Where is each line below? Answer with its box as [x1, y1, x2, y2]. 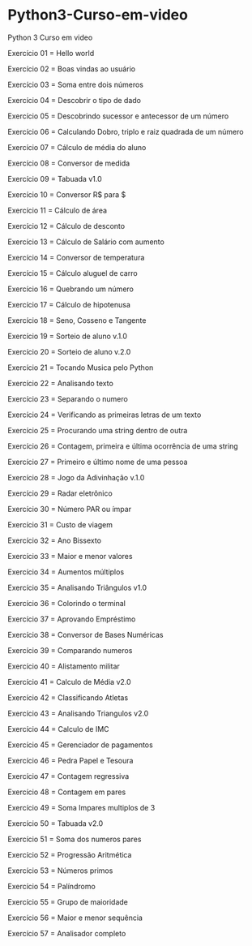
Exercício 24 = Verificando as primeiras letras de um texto [7, 410, 202, 419]
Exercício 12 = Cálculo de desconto [7, 221, 126, 230]
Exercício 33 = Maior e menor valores [7, 551, 133, 561]
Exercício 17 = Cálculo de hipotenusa [7, 299, 130, 309]
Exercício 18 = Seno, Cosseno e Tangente [7, 315, 147, 325]
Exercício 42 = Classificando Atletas [7, 692, 129, 703]
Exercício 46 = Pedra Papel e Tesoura [7, 755, 134, 765]
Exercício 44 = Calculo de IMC [7, 724, 110, 733]
